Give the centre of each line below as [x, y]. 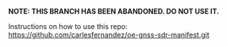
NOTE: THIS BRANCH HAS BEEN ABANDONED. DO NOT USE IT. [114, 11]
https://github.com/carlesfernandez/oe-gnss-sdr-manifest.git [109, 35]
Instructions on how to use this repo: [68, 26]
